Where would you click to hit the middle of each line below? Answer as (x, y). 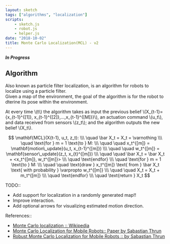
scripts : (14, 19)
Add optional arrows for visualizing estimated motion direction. (78, 205)
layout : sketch (21, 10)
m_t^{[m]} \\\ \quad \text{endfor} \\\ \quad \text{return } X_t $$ (85, 175)
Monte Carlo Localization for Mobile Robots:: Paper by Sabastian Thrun (87, 231)
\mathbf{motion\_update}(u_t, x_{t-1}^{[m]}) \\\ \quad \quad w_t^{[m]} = (85, 148)
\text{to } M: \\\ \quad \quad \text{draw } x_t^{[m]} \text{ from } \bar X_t (85, 164)
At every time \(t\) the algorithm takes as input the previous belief (74, 112)
